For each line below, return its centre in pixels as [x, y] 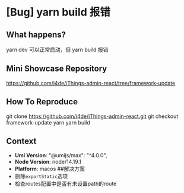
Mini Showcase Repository [57, 69]
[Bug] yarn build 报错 [58, 12]
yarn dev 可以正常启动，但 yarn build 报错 [57, 49]
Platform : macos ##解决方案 [50, 169]
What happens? [36, 34]
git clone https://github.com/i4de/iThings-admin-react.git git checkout [92, 116]
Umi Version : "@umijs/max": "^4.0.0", [61, 155]
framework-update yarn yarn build [48, 122]
